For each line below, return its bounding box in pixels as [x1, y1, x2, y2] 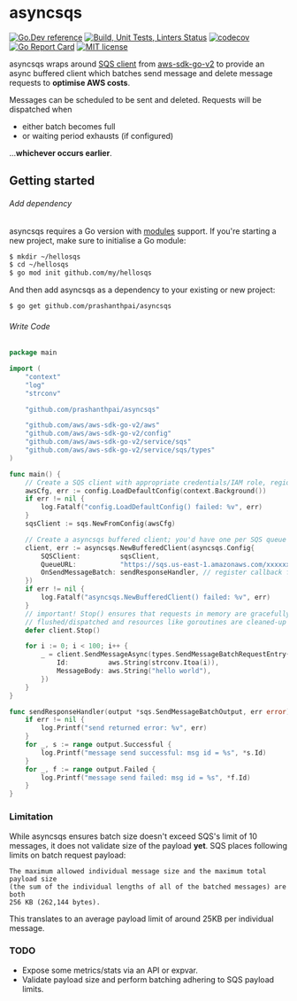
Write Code [9, 321, 50, 331]
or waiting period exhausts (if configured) [21, 130, 174, 141]
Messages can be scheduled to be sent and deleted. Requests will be [9, 94, 263, 105]
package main [9, 348, 57, 357]
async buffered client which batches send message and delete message [9, 67, 273, 78]
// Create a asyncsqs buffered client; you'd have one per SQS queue [25, 535, 287, 544]
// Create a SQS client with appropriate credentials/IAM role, [25, 477, 267, 487]
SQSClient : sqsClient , [41, 552, 161, 561]
